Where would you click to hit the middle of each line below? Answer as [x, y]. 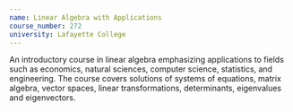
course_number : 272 [46, 26]
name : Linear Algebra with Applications [86, 17]
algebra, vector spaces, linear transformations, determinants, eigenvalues [146, 88]
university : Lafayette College [68, 34]
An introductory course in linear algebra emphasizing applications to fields [147, 60]
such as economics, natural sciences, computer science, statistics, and [141, 69]
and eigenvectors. [43, 98]
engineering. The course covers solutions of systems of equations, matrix [146, 79]
